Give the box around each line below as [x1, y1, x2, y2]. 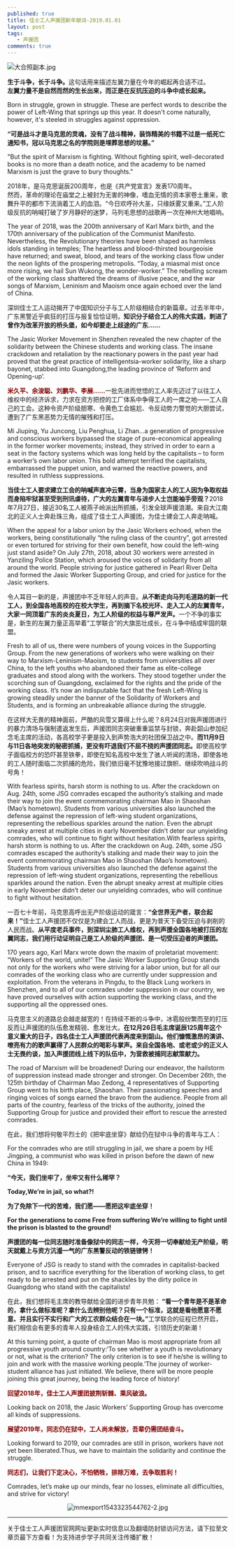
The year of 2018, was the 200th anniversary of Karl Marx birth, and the [7, 222, 215, 230]
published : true [7, 10, 55, 17]
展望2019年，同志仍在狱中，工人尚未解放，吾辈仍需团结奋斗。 [7, 1425, 187, 1433]
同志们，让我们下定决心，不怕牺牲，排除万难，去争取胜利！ [7, 1468, 179, 1477]
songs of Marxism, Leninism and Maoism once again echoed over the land [7, 281, 222, 290]
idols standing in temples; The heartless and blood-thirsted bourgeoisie [7, 244, 213, 253]
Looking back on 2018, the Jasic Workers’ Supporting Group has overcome [7, 1403, 224, 1411]
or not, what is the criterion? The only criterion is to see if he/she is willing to [7, 1352, 227, 1360]
